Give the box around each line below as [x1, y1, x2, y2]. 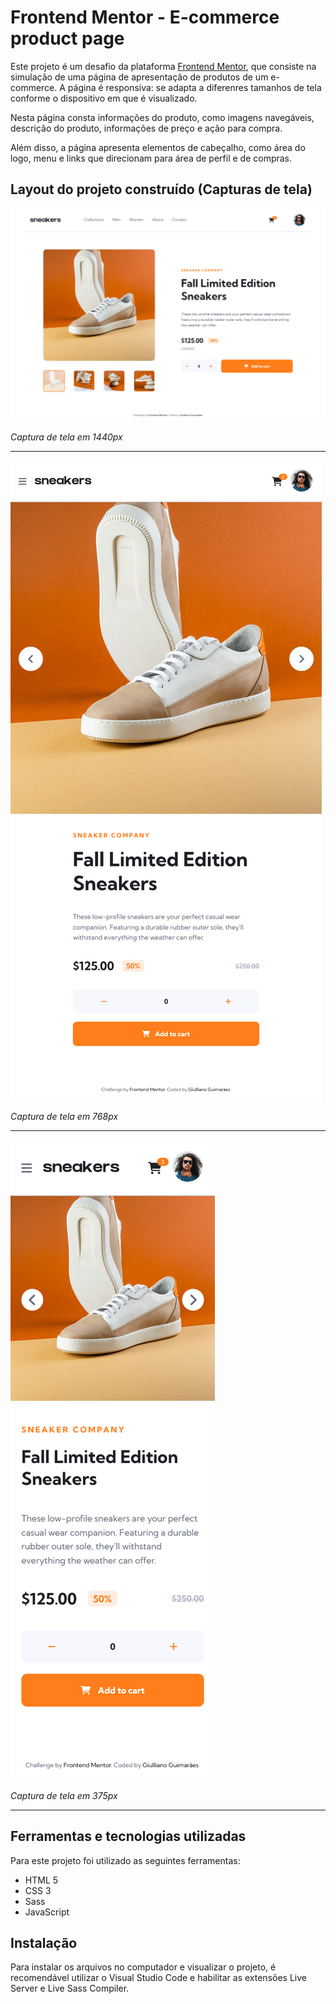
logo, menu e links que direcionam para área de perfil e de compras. [10, 152, 293, 164]
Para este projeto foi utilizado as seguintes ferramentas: [10, 1854, 241, 1866]
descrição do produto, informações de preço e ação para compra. [10, 122, 283, 134]
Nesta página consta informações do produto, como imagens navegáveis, [10, 111, 315, 123]
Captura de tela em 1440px [10, 431, 123, 443]
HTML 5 [24, 1874, 59, 1886]
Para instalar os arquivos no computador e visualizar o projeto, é [10, 1961, 277, 1973]
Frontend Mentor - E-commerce [10, 6, 280, 29]
